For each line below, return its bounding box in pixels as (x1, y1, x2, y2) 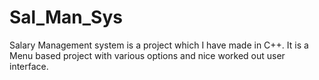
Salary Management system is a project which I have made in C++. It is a (9, 39, 309, 51)
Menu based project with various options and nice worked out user (9, 49, 286, 61)
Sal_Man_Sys (9, 6, 123, 29)
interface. (9, 60, 49, 72)
